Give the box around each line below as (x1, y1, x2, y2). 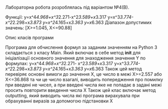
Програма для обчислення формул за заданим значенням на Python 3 (5, 44, 157, 50)
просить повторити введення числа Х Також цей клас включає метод (5, 87, 156, 93)
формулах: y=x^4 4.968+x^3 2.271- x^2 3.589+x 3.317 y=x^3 (5, 61, 127, 66)
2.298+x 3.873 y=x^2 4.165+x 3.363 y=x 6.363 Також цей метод (12, 66, 142, 72)
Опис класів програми (5, 35, 54, 40)
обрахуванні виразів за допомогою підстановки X (5, 98, 113, 104)
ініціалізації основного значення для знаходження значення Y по (5, 55, 146, 61)
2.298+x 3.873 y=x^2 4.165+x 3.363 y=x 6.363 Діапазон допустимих (12, 20, 152, 25)
